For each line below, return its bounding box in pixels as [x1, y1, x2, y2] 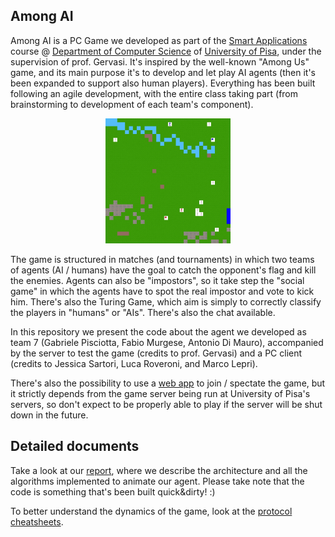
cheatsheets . [10, 515, 64, 528]
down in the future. [10, 409, 89, 421]
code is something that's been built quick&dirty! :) [10, 485, 216, 498]
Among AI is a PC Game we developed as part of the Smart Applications [10, 34, 308, 46]
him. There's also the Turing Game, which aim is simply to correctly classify [10, 295, 322, 308]
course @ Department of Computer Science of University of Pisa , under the [10, 45, 322, 57]
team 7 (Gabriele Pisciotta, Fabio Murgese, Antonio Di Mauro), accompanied [10, 336, 324, 348]
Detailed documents [10, 438, 140, 455]
